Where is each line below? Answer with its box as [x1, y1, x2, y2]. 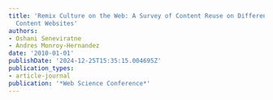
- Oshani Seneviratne [8, 34, 82, 43]
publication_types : [8, 65, 75, 73]
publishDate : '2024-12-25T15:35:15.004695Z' [8, 57, 162, 65]
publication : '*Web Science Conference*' [8, 79, 151, 87]
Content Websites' [15, 19, 79, 27]
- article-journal [8, 72, 71, 80]
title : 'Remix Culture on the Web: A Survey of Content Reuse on [8, 11, 234, 20]
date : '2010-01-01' [8, 49, 75, 57]
